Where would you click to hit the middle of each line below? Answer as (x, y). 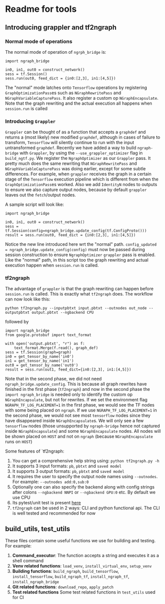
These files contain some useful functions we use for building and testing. (80, 541)
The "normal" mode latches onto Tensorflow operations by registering (76, 87)
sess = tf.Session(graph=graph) (38, 352)
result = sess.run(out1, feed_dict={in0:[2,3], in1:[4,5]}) (68, 370)
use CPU (21, 497)
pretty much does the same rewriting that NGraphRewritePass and (71, 163)
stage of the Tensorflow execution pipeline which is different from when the (82, 179)
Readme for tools (41, 9)
